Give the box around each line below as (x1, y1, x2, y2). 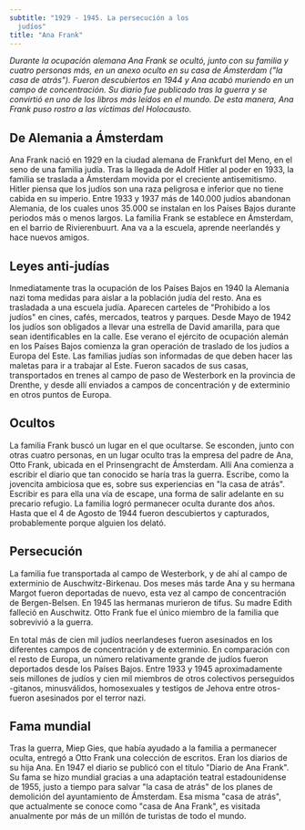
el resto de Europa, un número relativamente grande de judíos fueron (9, 653, 269, 664)
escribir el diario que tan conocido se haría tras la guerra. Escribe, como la (9, 469, 290, 480)
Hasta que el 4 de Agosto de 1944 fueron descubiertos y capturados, (9, 507, 270, 518)
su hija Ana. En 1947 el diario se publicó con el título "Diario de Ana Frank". (9, 763, 290, 773)
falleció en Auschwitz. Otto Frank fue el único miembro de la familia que (9, 607, 280, 617)
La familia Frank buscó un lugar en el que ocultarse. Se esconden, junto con (9, 440, 295, 451)
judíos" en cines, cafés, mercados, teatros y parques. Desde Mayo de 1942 (9, 312, 291, 322)
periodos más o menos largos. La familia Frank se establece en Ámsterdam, (9, 213, 294, 223)
